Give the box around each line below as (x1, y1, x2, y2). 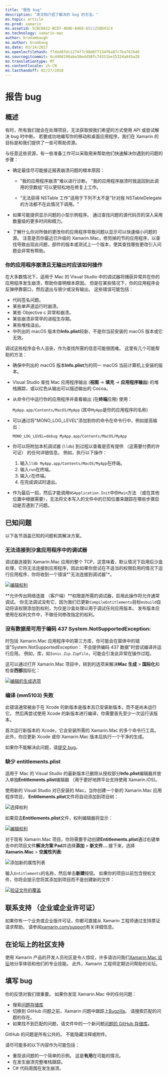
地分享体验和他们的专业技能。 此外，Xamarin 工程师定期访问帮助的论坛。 (9, 960, 160, 966)
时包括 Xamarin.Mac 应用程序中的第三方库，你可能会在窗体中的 (5, 637, 136, 643)
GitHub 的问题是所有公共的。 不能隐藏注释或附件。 (5, 1031, 110, 1037)
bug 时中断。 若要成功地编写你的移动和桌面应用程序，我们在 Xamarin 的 (10, 134, 159, 139)
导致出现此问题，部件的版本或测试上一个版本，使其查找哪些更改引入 (16, 242, 157, 247)
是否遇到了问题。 (16, 502, 52, 508)
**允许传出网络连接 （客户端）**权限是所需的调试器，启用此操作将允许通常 (5, 593, 160, 599)
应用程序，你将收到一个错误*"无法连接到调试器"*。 (9, 571, 115, 578)
